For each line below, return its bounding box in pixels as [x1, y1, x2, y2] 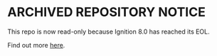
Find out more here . [7, 41, 65, 49]
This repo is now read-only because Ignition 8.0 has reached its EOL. [7, 27, 210, 36]
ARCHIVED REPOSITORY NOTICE [7, 4, 206, 20]
